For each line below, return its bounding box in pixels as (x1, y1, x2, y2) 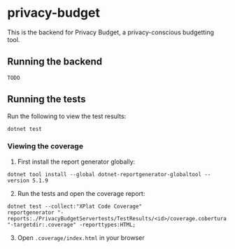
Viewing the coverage (7, 141, 84, 151)
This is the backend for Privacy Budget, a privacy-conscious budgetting (7, 28, 215, 36)
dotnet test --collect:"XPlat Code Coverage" (7, 203, 142, 210)
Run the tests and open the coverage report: (17, 189, 145, 197)
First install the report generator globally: (17, 157, 136, 166)
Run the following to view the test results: (7, 112, 127, 120)
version (7, 177, 30, 184)
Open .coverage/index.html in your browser (17, 233, 145, 242)
